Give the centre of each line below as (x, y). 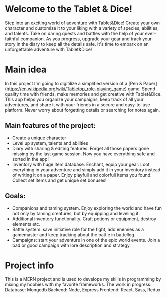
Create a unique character (39, 138)
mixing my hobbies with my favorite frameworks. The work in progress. (78, 285)
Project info (30, 265)
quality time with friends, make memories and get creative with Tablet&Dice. (84, 94)
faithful (12, 39)
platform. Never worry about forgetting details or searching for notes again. (83, 110)
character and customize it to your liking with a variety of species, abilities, (82, 28)
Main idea (26, 70)
